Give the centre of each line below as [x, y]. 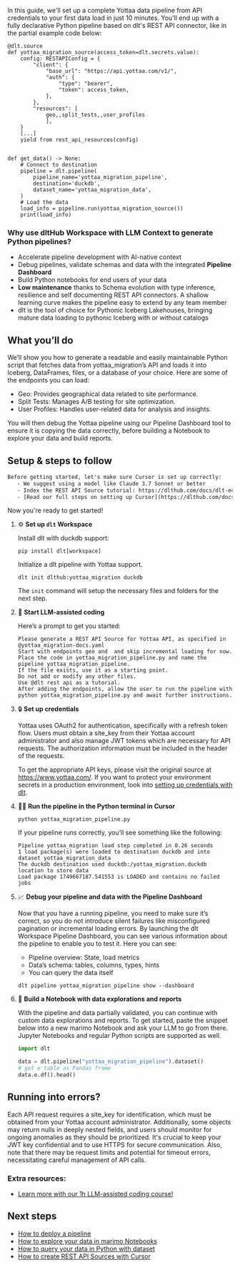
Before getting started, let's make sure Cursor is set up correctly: [115, 477]
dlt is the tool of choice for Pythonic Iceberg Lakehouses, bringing [115, 311]
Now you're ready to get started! [55, 510]
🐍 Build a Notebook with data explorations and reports [100, 999]
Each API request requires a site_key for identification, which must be [110, 1114]
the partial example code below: [55, 33]
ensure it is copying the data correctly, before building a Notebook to [109, 430]
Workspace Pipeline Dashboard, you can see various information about [122, 936]
